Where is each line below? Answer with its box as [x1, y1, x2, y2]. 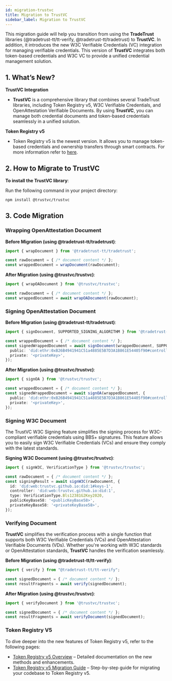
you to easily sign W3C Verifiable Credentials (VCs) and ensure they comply [5, 439, 166, 445]
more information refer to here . [12, 149, 78, 155]
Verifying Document [5, 519, 57, 526]
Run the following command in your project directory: [5, 187, 118, 194]
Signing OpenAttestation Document [5, 308, 96, 315]
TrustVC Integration [5, 87, 49, 93]
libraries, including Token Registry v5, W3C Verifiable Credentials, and [12, 102, 161, 108]
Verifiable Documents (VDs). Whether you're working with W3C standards [5, 542, 162, 548]
